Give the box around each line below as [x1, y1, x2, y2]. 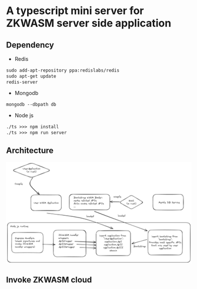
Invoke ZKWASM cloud [6, 275, 92, 285]
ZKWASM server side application [6, 16, 172, 30]
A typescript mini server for [6, 4, 144, 18]
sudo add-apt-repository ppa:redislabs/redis [6, 67, 119, 73]
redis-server [6, 79, 38, 85]
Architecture [6, 145, 54, 156]
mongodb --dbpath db [6, 101, 57, 107]
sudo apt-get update [6, 73, 57, 79]
